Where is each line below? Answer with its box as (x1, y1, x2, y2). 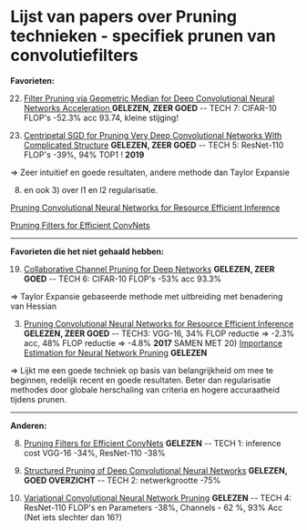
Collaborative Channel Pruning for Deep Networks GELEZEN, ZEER (23, 263, 276, 274)
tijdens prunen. (10, 393, 67, 404)
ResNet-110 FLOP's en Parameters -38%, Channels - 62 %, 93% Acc (23, 502, 283, 513)
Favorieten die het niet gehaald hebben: (10, 246, 165, 257)
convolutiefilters (10, 46, 139, 66)
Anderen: (10, 420, 47, 431)
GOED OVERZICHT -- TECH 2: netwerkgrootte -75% (23, 474, 221, 485)
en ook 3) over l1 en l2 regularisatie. (23, 184, 159, 195)
